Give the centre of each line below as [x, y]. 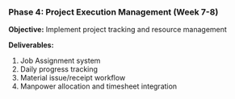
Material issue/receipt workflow [73, 78]
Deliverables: [31, 45]
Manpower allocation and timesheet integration [99, 86]
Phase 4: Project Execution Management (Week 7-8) [113, 12]
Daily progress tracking [59, 69]
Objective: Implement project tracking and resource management [118, 30]
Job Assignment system [60, 61]
